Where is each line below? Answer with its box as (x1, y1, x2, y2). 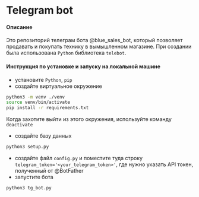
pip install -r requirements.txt (6, 105, 89, 111)
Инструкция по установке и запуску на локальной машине (6, 63, 161, 70)
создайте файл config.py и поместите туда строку (14, 155, 143, 162)
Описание (6, 23, 33, 30)
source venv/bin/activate (6, 99, 70, 106)
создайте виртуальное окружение (14, 82, 103, 90)
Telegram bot (6, 4, 73, 17)
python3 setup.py (6, 144, 49, 150)
